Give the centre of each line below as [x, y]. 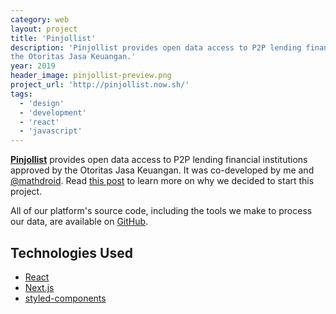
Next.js [39, 287]
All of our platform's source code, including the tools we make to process [161, 211]
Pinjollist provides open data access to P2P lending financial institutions [159, 160]
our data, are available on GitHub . [79, 222]
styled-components [65, 298]
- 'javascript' [51, 131]
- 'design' [42, 103]
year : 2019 [33, 66]
